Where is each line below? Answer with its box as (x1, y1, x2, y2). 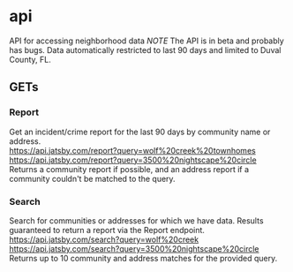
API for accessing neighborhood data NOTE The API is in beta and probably (9, 35, 284, 46)
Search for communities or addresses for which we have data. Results (9, 215, 264, 226)
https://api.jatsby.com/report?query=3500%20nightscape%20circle (9, 155, 258, 165)
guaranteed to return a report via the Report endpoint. (9, 224, 206, 235)
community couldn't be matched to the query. (9, 173, 176, 184)
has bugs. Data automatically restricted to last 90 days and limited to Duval (9, 44, 282, 55)
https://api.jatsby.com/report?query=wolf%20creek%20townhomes (9, 145, 256, 155)
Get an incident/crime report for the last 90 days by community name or (9, 126, 271, 137)
